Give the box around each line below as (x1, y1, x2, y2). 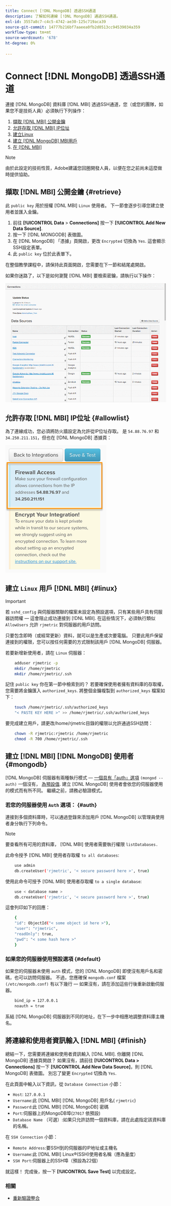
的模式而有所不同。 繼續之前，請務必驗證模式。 (5, 787, 105, 794)
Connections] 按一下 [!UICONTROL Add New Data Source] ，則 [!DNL (5, 1064, 153, 1070)
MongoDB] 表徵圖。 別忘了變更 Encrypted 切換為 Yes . (5, 1070, 117, 1076)
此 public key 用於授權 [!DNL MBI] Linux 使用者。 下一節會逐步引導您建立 (5, 202, 160, 209)
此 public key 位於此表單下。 (12, 251, 75, 257)
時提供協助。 (5, 171, 32, 177)
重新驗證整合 (12, 1195, 40, 1201)
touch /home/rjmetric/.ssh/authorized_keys (14, 705, 109, 710)
